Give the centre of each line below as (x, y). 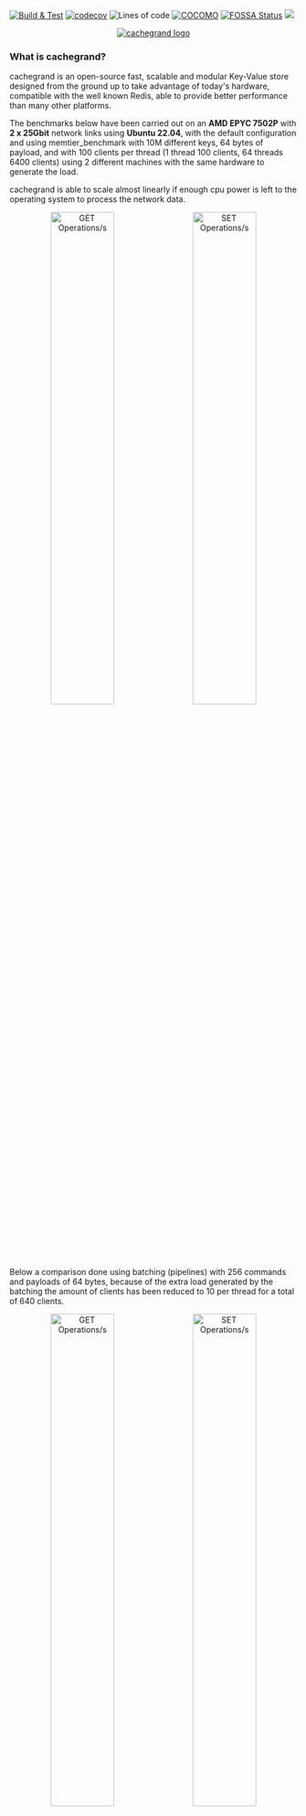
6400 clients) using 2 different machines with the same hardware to (137, 162)
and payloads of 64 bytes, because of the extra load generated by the (142, 1282)
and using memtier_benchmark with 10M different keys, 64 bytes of (137, 143)
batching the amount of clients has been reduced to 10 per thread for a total (152, 1291)
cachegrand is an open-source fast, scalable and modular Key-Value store (149, 77)
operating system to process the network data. (97, 199)
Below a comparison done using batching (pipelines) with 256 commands (148, 1272)
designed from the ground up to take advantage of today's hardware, (140, 86)
